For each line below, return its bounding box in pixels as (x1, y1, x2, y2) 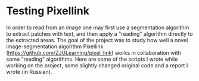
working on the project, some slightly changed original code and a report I (6, 61, 188, 69)
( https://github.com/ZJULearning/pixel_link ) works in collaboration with (6, 49, 181, 56)
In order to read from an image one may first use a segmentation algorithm (6, 24, 189, 31)
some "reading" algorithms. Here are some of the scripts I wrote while (6, 55, 178, 63)
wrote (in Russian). (6, 68, 52, 75)
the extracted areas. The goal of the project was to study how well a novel (6, 36, 188, 43)
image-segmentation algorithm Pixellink (6, 43, 104, 50)
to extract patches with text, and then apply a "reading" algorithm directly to (6, 30, 193, 37)
